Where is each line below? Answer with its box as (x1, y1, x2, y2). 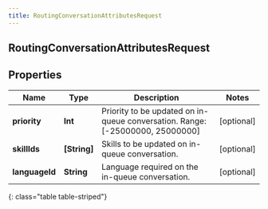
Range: (179, 115, 207, 126)
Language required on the (101, 161, 199, 172)
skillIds (12, 143, 40, 154)
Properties (8, 69, 62, 82)
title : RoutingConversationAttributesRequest (8, 11, 162, 20)
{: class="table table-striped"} (8, 191, 108, 201)
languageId (12, 166, 57, 177)
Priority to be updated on (101, 105, 195, 116)
